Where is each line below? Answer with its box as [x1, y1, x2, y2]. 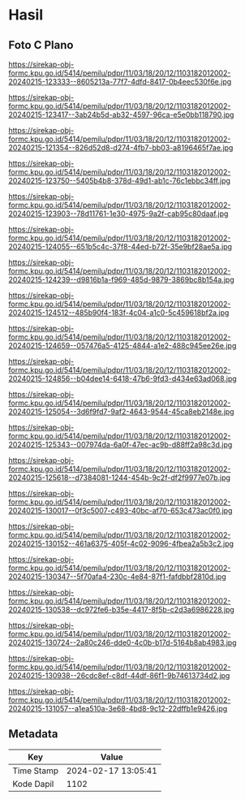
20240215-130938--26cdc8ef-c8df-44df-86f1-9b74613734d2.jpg [8, 671, 230, 680]
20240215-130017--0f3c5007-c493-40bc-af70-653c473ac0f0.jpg [8, 506, 233, 515]
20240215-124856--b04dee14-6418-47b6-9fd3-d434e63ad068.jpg [8, 374, 237, 383]
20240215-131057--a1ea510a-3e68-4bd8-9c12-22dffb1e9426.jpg [8, 704, 228, 713]
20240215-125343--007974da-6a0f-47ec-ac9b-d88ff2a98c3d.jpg [8, 440, 233, 449]
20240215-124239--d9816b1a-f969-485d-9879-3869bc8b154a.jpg [8, 275, 235, 284]
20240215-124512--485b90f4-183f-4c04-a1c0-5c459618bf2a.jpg [8, 308, 230, 318]
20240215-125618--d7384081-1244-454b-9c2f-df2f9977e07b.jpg [8, 473, 231, 482]
